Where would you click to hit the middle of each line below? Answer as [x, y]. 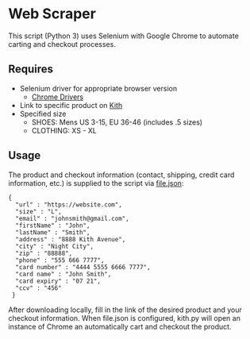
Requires [31, 69]
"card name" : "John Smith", [63, 274]
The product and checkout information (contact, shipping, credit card [121, 175]
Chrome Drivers [58, 97]
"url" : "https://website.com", [69, 204]
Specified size [43, 114]
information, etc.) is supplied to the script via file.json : [96, 183]
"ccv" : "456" [38, 288]
